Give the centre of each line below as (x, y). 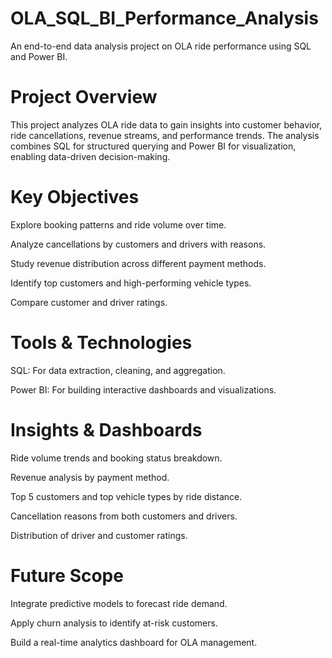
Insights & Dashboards (106, 429)
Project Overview (84, 97)
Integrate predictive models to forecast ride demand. (119, 603)
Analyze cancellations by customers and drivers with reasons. (138, 244)
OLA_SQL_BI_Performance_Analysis (164, 18)
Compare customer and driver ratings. (89, 302)
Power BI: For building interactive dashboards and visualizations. (143, 389)
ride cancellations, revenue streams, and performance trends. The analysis (165, 135)
